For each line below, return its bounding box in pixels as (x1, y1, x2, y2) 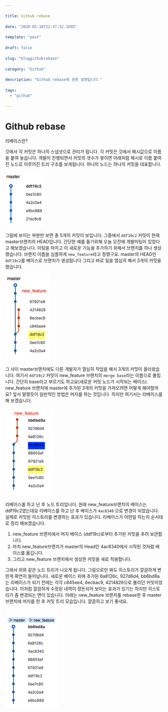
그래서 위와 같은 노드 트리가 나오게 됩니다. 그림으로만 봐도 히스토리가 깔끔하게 (5, 567, 156, 573)
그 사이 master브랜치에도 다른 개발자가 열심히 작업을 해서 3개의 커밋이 (5, 366, 143, 372)
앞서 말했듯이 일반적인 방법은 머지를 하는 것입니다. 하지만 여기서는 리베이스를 (12, 391, 163, 397)
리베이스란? (5, 138, 28, 144)
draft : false (5, 45, 33, 50)
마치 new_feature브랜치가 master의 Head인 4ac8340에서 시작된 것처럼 (12, 544, 154, 550)
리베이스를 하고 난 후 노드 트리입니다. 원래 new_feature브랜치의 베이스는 (5, 502, 147, 508)
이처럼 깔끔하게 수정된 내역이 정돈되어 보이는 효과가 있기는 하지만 (20, 586, 147, 592)
